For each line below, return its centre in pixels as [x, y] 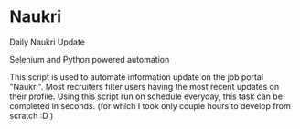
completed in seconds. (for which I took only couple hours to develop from [150, 105]
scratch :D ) [32, 115]
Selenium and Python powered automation [90, 59]
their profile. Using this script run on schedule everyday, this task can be [146, 96]
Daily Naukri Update [47, 42]
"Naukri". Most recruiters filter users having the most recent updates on [145, 86]
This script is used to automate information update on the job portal [136, 77]
